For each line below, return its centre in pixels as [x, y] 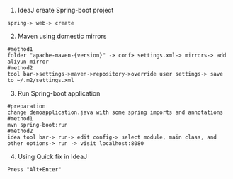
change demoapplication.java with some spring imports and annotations [115, 112]
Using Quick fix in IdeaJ [52, 156]
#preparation [27, 106]
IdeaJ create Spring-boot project [66, 10]
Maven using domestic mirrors [62, 36]
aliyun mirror [28, 62]
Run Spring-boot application [59, 93]
